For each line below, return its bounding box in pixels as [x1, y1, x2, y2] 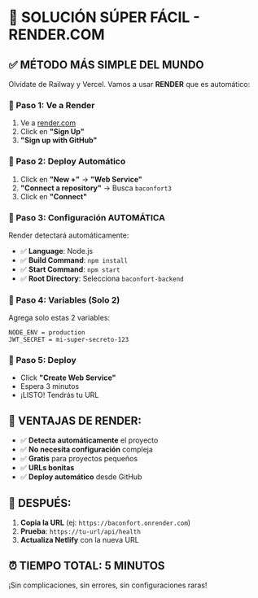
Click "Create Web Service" [20, 373, 116, 382]
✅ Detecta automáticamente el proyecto [20, 435, 159, 445]
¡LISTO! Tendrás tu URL [20, 391, 99, 400]
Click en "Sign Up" [20, 127, 85, 137]
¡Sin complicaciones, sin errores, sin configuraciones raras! [8, 580, 208, 590]
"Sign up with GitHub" [20, 135, 98, 146]
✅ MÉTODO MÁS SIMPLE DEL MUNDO [8, 58, 205, 72]
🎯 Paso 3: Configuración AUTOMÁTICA [8, 212, 165, 223]
